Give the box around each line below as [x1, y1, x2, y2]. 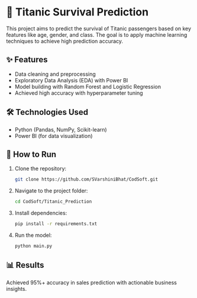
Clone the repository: [14, 165, 67, 172]
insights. [6, 285, 27, 292]
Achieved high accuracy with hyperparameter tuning [14, 89, 143, 97]
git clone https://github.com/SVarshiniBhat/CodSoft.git [14, 177, 159, 182]
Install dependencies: [14, 210, 67, 217]
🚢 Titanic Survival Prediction [6, 5, 149, 19]
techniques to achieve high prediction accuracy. [6, 37, 123, 44]
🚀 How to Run [6, 149, 57, 159]
